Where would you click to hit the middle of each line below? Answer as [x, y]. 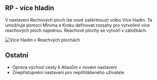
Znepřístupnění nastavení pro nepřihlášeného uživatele [68, 72]
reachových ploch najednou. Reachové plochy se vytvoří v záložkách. [76, 30]
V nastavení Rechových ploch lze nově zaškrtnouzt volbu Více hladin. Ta [79, 20]
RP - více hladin [30, 8]
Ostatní [17, 55]
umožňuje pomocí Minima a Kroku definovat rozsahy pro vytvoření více [78, 25]
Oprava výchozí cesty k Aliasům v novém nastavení [64, 67]
